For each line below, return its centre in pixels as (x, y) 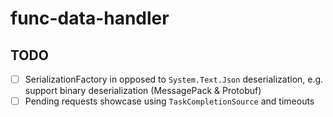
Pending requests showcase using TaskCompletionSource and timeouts (169, 101)
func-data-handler (90, 18)
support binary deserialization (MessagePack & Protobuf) (143, 91)
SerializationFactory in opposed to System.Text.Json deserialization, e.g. (174, 79)
